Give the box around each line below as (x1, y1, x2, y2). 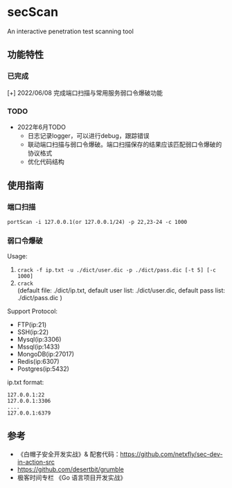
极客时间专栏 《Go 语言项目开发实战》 (17, 473, 127, 482)
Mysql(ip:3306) (17, 335, 62, 343)
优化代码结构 (27, 157, 64, 166)
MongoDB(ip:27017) (17, 349, 75, 358)
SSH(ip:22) (17, 327, 49, 336)
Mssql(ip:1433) (17, 342, 60, 351)
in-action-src (17, 458, 55, 466)
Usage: (7, 252, 28, 260)
